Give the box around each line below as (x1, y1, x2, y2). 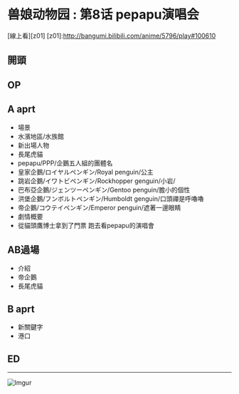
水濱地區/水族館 (17, 132, 64, 140)
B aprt (7, 303, 35, 315)
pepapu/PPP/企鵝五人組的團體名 (17, 158, 113, 167)
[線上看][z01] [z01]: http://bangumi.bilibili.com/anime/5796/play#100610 (7, 31, 216, 40)
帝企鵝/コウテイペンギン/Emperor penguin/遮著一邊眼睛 (17, 203, 181, 212)
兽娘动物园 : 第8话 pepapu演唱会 (7, 6, 200, 23)
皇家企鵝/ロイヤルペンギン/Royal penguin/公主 (17, 167, 154, 176)
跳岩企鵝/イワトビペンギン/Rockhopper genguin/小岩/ (17, 176, 176, 185)
